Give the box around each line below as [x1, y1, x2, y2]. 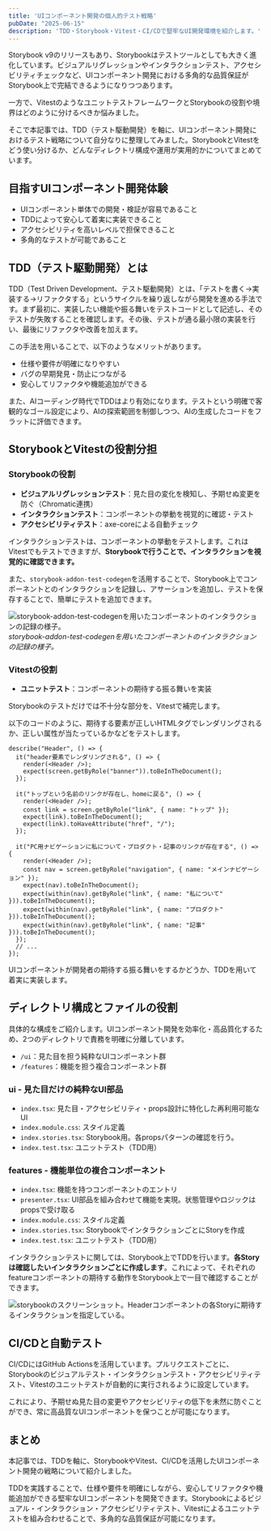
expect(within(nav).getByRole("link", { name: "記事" [23, 921, 205, 929]
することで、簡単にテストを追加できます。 [15, 594, 156, 603]
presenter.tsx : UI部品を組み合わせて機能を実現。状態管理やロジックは [19, 1195, 256, 1205]
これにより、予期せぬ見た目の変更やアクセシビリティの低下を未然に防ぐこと [8, 1397, 263, 1406]
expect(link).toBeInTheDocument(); [23, 812, 143, 821]
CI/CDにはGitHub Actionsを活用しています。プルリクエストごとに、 [8, 1359, 234, 1369]
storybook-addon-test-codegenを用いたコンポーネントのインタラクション [8, 631, 257, 641]
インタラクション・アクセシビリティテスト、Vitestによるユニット [36, 1503, 253, 1513]
